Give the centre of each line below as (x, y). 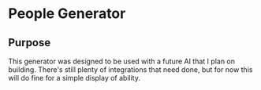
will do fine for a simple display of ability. (74, 78)
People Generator (67, 14)
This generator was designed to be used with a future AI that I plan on (121, 61)
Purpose (30, 43)
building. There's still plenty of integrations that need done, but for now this (130, 70)
